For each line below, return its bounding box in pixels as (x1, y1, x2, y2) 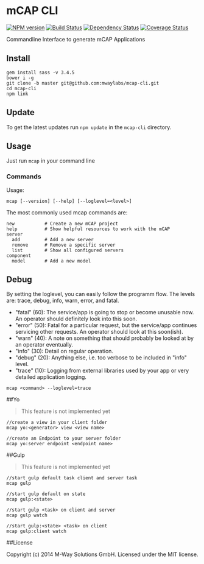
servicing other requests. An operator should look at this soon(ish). (15, 328, 184, 336)
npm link (6, 91, 29, 97)
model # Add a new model (12, 258, 91, 264)
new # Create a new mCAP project (6, 220, 119, 227)
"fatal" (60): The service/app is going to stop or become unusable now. (15, 309, 194, 316)
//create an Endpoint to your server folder (6, 435, 121, 442)
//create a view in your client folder (6, 420, 108, 426)
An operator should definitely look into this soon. (15, 315, 138, 323)
